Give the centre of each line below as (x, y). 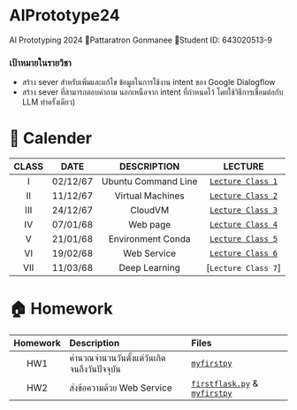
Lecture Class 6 (244, 254)
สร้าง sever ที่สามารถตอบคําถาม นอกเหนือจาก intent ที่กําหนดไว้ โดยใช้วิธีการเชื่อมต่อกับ (152, 92)
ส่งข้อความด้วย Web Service (121, 388)
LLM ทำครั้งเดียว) (49, 102)
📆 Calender (51, 139)
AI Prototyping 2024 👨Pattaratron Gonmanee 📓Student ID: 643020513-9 (141, 40)
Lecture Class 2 (244, 196)
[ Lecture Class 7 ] (244, 268)
